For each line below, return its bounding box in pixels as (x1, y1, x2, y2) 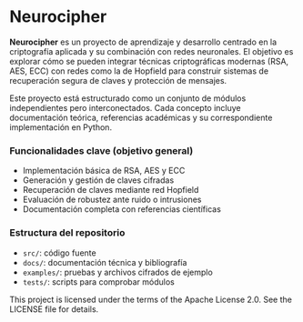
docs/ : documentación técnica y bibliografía (22, 257, 187, 267)
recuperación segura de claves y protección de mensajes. (9, 75, 227, 86)
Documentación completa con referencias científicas (22, 204, 221, 215)
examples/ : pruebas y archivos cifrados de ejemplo (22, 267, 214, 277)
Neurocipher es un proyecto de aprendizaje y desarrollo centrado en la (9, 36, 278, 47)
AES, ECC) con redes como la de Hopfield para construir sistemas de (9, 65, 269, 76)
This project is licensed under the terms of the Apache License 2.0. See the (9, 294, 293, 305)
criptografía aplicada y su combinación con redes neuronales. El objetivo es (9, 45, 294, 56)
